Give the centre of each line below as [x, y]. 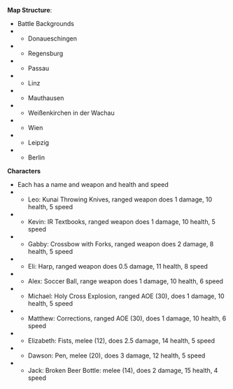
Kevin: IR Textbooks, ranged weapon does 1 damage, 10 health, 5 [121, 222]
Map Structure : [30, 10]
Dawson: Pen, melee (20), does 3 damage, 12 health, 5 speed [116, 355]
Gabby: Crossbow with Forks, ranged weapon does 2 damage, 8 [121, 244]
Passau [38, 68]
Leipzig [38, 142]
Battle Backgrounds [46, 23]
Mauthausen [46, 98]
